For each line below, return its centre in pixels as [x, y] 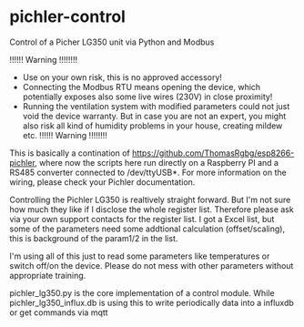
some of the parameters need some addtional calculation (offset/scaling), [147, 229]
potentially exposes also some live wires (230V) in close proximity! [147, 97]
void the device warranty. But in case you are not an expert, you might [154, 116]
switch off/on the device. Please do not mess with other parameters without [152, 265]
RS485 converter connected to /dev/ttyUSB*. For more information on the [148, 172]
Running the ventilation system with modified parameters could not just [156, 106]
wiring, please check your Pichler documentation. [102, 182]
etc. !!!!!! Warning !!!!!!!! [65, 135]
